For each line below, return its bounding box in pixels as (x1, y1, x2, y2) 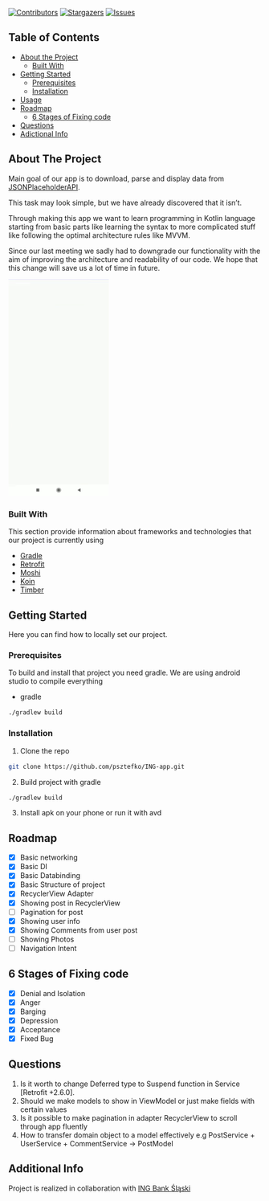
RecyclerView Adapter (19, 888, 94, 899)
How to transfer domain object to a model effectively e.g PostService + (19, 1130, 255, 1140)
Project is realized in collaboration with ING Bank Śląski (8, 1183, 191, 1193)
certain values (19, 1105, 67, 1114)
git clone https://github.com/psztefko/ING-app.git (8, 762, 185, 770)
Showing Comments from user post (19, 925, 138, 935)
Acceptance (19, 1024, 61, 1034)
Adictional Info (19, 129, 68, 138)
